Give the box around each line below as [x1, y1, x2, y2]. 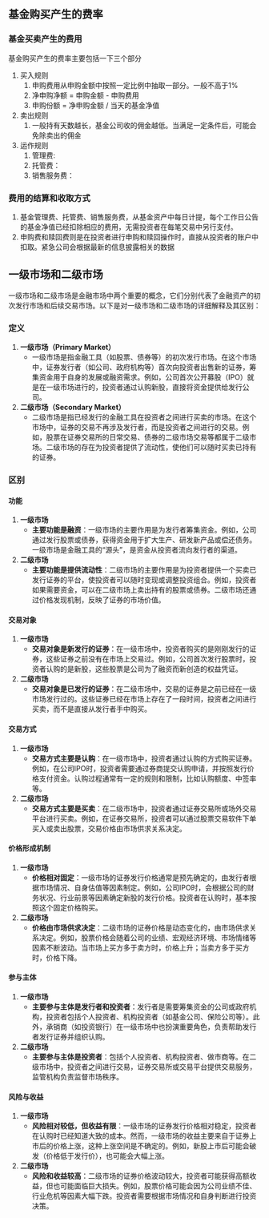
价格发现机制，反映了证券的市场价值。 [38, 595, 166, 605]
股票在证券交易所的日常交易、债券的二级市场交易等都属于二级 [46, 432, 250, 442]
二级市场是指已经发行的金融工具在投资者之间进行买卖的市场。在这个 [31, 412, 257, 422]
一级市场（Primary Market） [19, 343, 116, 352]
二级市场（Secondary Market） [19, 403, 126, 412]
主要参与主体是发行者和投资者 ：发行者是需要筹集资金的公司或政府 [31, 1002, 250, 1011]
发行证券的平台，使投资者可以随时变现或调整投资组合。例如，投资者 [31, 575, 257, 585]
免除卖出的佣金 [31, 131, 82, 140]
